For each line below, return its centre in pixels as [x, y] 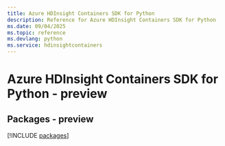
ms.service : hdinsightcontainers [55, 45]
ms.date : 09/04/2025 [37, 26]
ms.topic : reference [37, 33]
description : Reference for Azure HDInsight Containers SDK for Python [111, 20]
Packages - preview [50, 119]
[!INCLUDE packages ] [38, 135]
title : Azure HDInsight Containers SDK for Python [81, 13]
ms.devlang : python [35, 39]
